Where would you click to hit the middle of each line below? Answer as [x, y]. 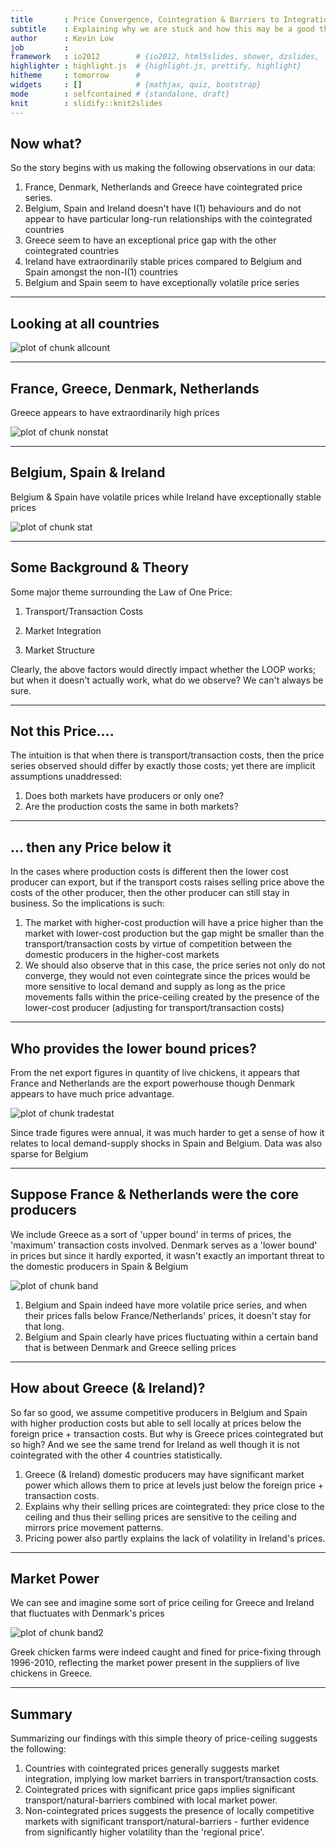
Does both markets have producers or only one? [124, 796]
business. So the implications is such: [87, 903]
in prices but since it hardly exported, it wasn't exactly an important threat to [167, 1255]
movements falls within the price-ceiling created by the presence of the [172, 997]
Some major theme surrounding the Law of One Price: [121, 592]
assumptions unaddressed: [66, 777]
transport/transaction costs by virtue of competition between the [158, 944]
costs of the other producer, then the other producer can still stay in [150, 893]
